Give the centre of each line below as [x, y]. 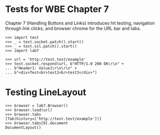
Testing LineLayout [46, 92]
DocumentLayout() [23, 127]
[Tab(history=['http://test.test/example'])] [53, 118]
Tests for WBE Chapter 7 [57, 9]
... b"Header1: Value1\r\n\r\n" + [41, 68]
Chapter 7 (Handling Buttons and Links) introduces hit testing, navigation [80, 23]
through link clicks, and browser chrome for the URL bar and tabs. [73, 28]
